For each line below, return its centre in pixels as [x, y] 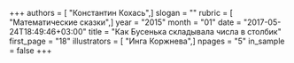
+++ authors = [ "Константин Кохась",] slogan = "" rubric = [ [121, 13]
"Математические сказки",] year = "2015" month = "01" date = [125, 22]
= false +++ [31, 51]
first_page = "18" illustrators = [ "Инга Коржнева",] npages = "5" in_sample [147, 41]
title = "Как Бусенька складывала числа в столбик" [185, 31]
